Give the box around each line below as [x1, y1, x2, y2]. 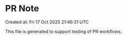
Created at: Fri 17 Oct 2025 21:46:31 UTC [5, 19, 89, 25]
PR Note [5, 3, 39, 14]
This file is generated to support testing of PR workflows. [5, 28, 122, 34]
